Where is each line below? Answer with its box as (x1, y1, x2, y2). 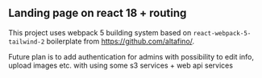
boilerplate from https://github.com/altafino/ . (46, 36, 195, 46)
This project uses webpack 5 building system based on (8, 27, 192, 37)
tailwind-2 (8, 38, 45, 46)
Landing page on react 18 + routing (8, 6, 187, 20)
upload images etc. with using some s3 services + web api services (8, 60, 234, 70)
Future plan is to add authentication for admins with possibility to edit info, (8, 51, 255, 61)
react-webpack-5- (193, 29, 252, 37)
